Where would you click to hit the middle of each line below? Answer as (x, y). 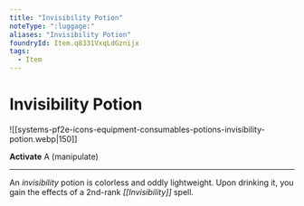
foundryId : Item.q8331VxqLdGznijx (75, 43)
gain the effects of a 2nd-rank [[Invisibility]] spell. (102, 192)
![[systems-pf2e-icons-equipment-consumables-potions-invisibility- (137, 129)
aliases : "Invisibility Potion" (70, 34)
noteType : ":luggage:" (52, 26)
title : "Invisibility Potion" (66, 18)
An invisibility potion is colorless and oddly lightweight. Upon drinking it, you (152, 183)
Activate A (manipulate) (54, 156)
